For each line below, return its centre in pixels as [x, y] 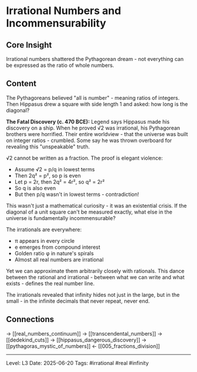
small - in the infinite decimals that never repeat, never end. [78, 301]
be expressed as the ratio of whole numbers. [60, 65]
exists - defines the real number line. [50, 283]
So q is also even [35, 188]
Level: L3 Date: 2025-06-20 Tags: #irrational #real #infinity [77, 363]
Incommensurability [56, 23]
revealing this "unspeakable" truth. [48, 146]
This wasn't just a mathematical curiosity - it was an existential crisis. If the [96, 205]
